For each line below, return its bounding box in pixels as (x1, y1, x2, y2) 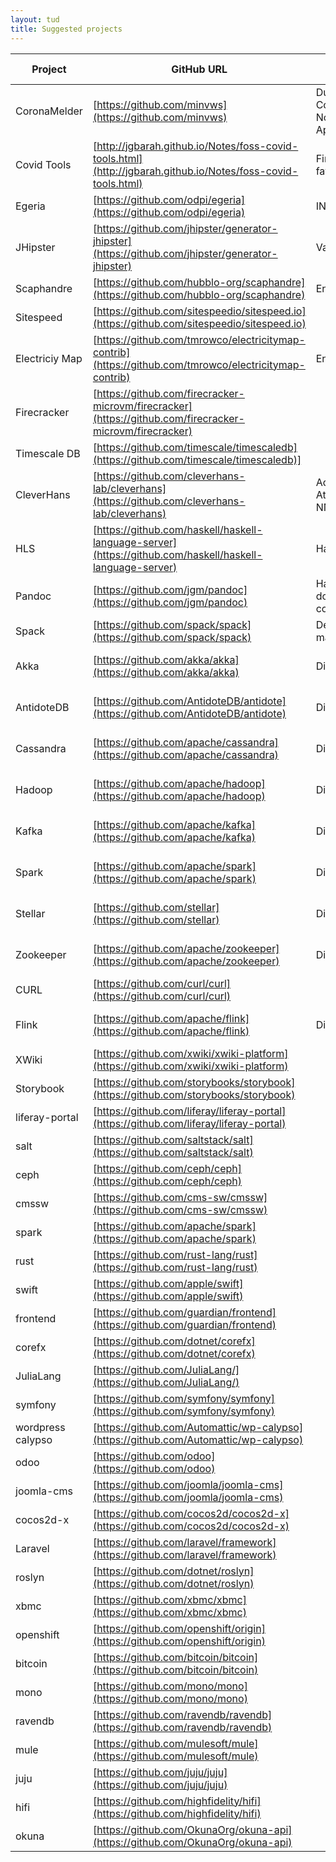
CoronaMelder (15, 104, 83, 118)
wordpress (15, 1420, 66, 1434)
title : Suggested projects (10, 24, 123, 34)
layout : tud (10, 14, 60, 25)
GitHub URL (171, 62, 228, 76)
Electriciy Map (15, 351, 83, 365)
